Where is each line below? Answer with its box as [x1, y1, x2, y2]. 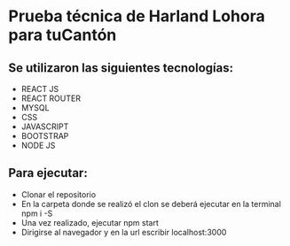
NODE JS [20, 140, 56, 150]
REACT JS [20, 84, 59, 94]
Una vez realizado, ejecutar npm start [20, 217, 159, 227]
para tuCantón [8, 25, 117, 45]
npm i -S [20, 208, 53, 219]
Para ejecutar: [8, 165, 88, 181]
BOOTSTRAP [20, 131, 69, 141]
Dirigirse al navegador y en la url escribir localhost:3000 [20, 227, 227, 237]
